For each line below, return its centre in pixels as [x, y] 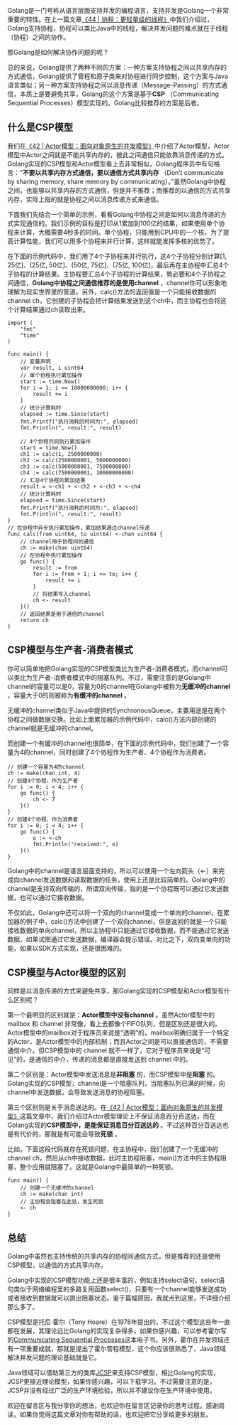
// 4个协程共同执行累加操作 [56, 442]
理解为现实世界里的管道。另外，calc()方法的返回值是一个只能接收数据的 [112, 292]
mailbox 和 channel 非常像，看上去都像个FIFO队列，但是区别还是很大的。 [114, 1024]
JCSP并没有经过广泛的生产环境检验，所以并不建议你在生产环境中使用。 [112, 1391]
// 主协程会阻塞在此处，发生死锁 [62, 1202]
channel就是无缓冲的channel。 [52, 728]
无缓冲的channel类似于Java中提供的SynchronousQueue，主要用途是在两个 [117, 710]
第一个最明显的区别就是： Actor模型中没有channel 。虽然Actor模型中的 [111, 1015]
